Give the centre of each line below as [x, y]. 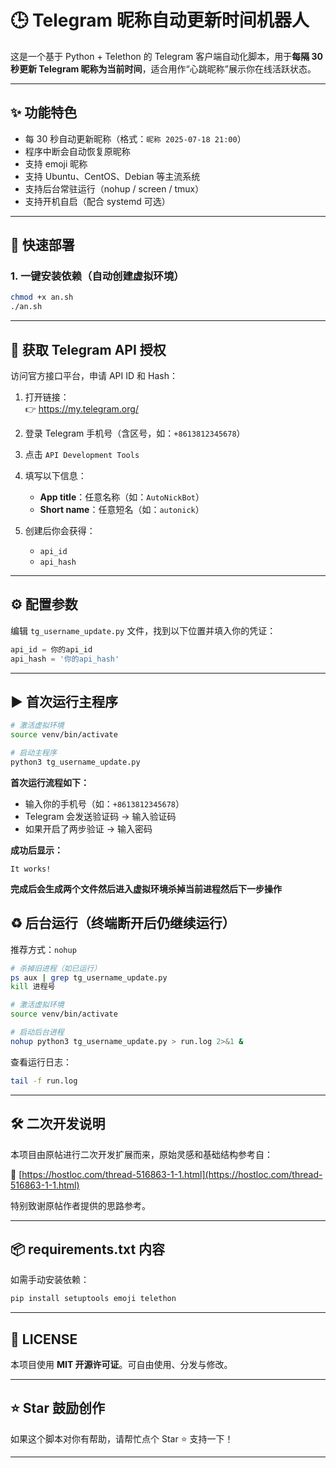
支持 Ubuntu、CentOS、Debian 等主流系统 [112, 176]
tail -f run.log [44, 1081]
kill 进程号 [33, 987]
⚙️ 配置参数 [44, 604]
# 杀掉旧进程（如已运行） [56, 968]
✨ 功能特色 [44, 112]
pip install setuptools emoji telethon [93, 1299]
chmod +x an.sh [42, 297]
